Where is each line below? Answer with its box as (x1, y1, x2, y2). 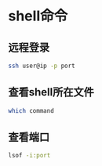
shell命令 (8, 7, 68, 25)
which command (8, 106, 55, 114)
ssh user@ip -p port (8, 62, 76, 70)
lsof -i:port (8, 152, 51, 160)
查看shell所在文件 (8, 85, 94, 99)
